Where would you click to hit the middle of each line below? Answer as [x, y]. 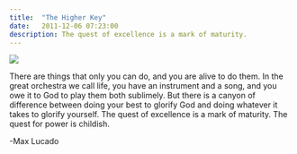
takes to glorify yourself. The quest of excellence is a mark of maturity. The [148, 115]
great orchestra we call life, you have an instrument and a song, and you [143, 86]
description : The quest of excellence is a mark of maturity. [128, 34]
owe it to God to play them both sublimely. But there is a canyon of [133, 96]
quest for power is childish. [60, 124]
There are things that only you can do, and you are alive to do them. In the [146, 76]
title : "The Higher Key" [58, 17]
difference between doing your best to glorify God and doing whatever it [144, 105]
